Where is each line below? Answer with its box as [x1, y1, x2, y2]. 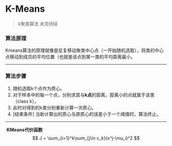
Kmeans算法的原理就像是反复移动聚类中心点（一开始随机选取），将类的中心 [5, 47, 164, 54]
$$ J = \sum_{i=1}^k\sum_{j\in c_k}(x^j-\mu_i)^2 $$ [32, 135, 140, 141]
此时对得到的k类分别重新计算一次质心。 [12, 105, 96, 111]
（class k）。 [12, 98, 39, 104]
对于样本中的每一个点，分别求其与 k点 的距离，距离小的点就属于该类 [12, 92, 155, 98]
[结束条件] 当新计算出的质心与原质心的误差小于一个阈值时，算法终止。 [12, 111, 161, 117]
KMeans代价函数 [6, 127, 43, 133]
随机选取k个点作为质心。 [12, 85, 65, 91]
